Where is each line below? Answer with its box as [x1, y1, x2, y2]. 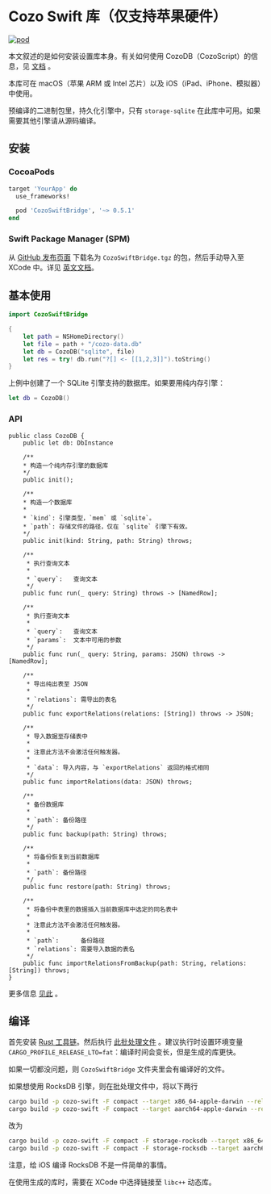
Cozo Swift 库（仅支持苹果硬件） [8, 7, 227, 26]
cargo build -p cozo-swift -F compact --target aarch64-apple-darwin [8, 1105, 248, 1113]
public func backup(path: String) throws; [23, 830, 168, 838]
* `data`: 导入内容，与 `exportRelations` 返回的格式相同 [26, 763, 210, 771]
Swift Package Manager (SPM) [8, 233, 131, 244]
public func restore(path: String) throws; [23, 883, 172, 891]
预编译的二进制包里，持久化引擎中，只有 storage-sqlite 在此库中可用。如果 [8, 106, 261, 115]
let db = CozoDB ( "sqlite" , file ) [23, 348, 135, 356]
